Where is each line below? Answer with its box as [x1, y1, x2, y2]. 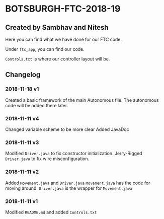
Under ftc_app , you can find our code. [5, 46, 85, 52]
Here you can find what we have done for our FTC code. [5, 36, 122, 42]
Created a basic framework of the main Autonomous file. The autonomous [5, 97, 159, 103]
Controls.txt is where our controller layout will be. [5, 56, 110, 62]
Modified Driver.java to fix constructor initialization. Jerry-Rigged [5, 151, 142, 157]
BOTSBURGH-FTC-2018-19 [5, 3, 121, 15]
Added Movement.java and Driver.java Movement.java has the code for [5, 180, 150, 186]
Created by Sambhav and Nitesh [5, 23, 109, 32]
